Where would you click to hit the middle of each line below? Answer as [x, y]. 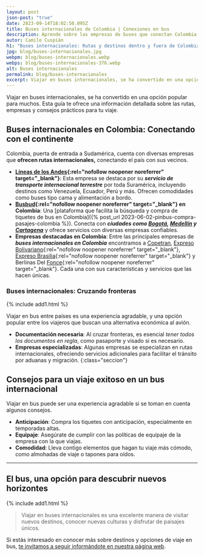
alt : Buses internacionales [42, 69]
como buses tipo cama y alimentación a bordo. [73, 197]
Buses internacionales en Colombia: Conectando [101, 129]
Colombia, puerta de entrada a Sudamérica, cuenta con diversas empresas [100, 153]
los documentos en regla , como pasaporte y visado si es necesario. [100, 341]
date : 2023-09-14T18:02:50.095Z [47, 23]
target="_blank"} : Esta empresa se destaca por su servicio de [94, 178]
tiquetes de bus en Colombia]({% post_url [67, 217]
